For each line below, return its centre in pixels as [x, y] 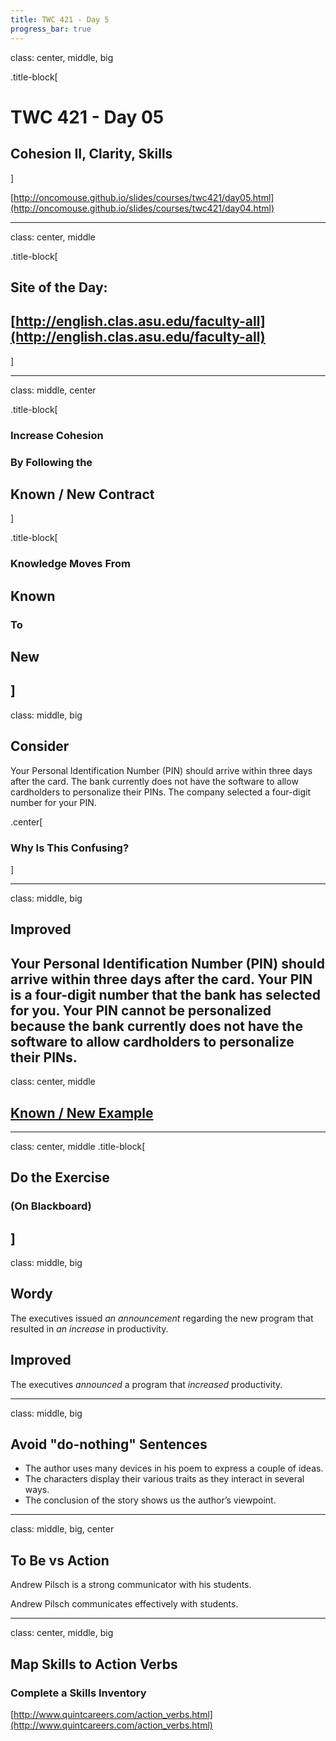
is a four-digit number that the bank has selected [166, 994]
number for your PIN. [53, 802]
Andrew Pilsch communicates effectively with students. [124, 1604]
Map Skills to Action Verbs [94, 1664]
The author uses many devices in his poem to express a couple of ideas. [174, 1468]
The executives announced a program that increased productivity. [146, 1384]
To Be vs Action [60, 1560]
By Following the [51, 462]
